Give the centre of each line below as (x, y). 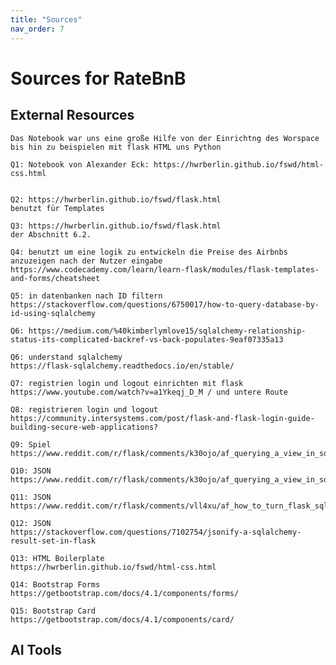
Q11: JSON (31, 497)
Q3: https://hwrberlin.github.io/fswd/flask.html (116, 226)
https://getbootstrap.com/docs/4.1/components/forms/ (125, 593)
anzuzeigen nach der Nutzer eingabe (86, 261)
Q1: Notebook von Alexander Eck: (80, 164)
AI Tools (36, 649)
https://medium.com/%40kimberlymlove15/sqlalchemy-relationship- (167, 331)
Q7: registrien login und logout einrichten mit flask (127, 383)
